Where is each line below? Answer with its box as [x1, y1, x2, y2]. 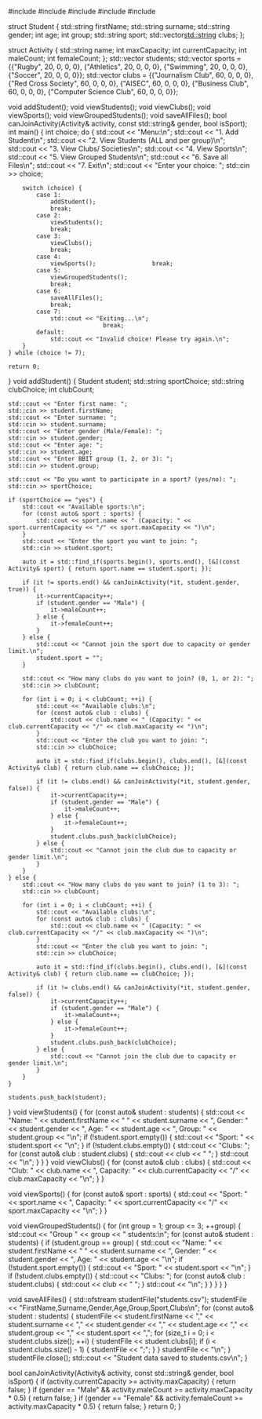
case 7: [36, 308, 61, 316]
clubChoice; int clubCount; [8, 385, 95, 394]
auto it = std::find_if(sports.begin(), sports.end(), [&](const [22, 558, 241, 566]
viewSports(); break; [49, 260, 174, 268]
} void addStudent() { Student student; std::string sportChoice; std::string [8, 377, 245, 385]
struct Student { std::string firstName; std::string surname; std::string [8, 22, 231, 31]
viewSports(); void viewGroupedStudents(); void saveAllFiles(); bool [8, 111, 227, 120]
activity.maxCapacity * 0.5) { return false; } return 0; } [8, 1402, 182, 1411]
